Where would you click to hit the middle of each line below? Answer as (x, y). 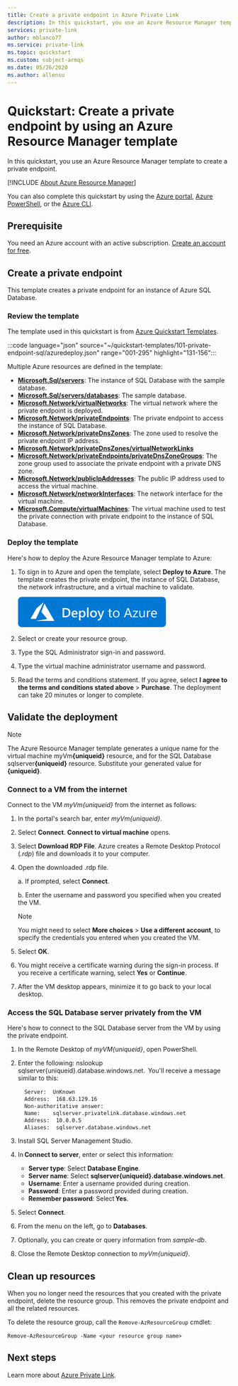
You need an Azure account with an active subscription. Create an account (117, 243)
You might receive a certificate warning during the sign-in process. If (118, 965)
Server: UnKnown (50, 1092)
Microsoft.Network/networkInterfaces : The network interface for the (120, 494)
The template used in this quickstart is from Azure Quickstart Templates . (113, 331)
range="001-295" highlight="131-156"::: (159, 353)
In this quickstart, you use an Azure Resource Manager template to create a (118, 161)
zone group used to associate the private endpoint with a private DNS (119, 464)
